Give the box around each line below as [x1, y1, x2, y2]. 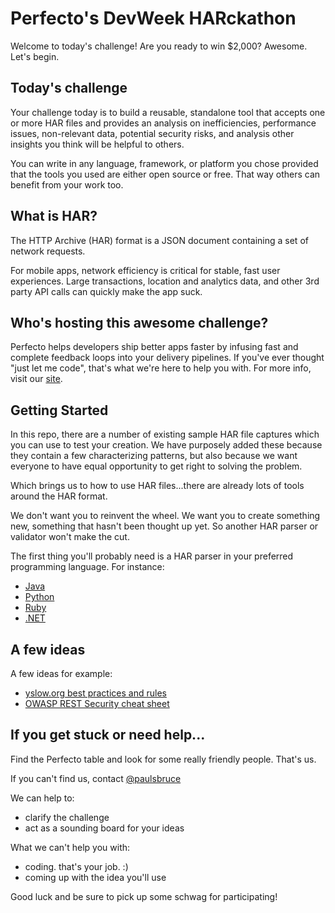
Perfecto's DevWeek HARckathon [10, 7, 297, 30]
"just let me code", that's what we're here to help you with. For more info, [10, 362, 312, 374]
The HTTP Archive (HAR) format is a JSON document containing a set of [10, 234, 309, 246]
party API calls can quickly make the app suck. [10, 285, 203, 297]
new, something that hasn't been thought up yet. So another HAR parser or [10, 520, 319, 532]
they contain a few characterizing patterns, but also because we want [10, 450, 298, 462]
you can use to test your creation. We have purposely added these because [10, 439, 323, 451]
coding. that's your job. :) [24, 860, 129, 872]
